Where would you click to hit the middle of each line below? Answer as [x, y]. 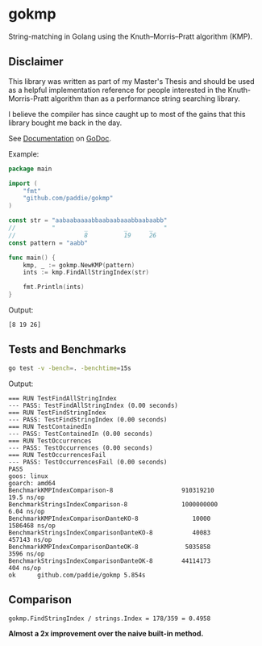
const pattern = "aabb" [48, 243]
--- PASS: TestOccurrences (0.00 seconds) [81, 448]
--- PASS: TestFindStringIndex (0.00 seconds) [88, 419]
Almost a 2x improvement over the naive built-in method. [106, 634]
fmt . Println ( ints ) [54, 287]
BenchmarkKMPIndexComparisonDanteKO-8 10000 [110, 518]
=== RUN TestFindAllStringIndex [62, 398]
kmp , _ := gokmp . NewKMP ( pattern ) [79, 265]
